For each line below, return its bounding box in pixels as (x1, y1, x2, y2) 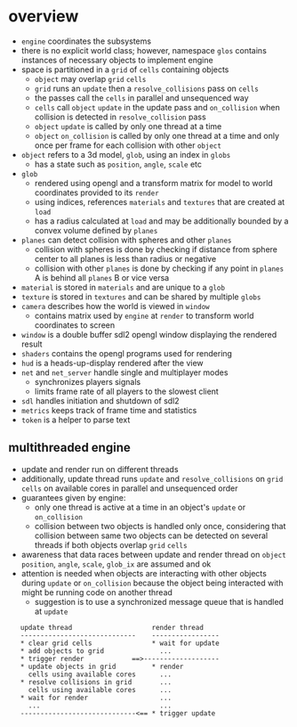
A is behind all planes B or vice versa (34, 272, 170, 282)
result (20, 339, 43, 349)
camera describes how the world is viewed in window (20, 300, 210, 311)
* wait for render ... (20, 693, 173, 702)
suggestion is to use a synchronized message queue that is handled (34, 596, 284, 607)
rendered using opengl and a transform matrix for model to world (34, 177, 273, 188)
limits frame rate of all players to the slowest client (34, 386, 219, 396)
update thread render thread (20, 623, 204, 632)
